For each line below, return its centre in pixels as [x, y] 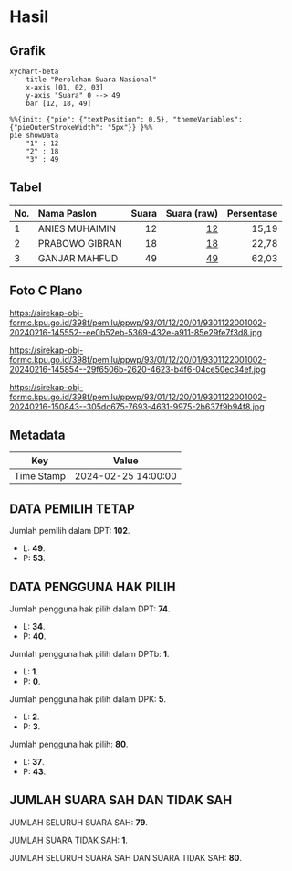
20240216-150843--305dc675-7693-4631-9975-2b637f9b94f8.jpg [137, 406]
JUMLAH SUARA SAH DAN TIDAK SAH [121, 800]
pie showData [34, 135]
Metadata [37, 435]
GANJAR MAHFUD [78, 258]
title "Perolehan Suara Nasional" [91, 80]
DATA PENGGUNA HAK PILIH [93, 587]
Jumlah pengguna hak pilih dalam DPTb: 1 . [89, 654]
